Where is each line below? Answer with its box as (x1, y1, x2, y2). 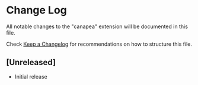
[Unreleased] (6, 57, 56, 67)
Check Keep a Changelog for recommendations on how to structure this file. (6, 40, 193, 47)
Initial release (14, 73, 47, 80)
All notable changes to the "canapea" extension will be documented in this (6, 23, 189, 30)
